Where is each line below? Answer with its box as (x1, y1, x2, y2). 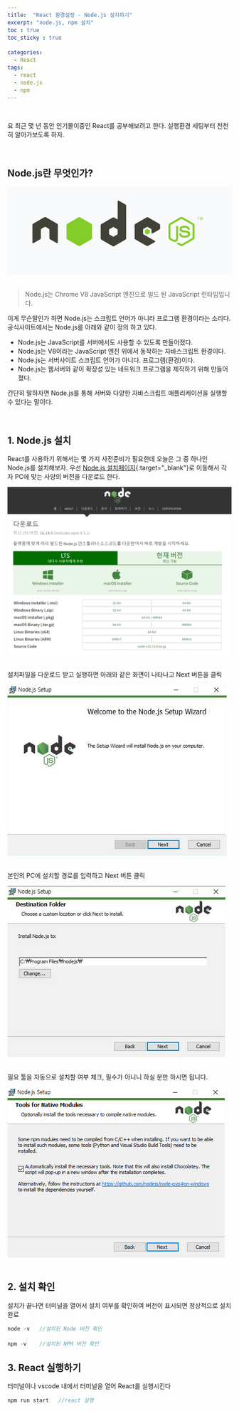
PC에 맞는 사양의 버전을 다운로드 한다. (14, 472, 120, 481)
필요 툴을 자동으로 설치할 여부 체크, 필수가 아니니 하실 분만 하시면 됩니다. (7, 1073, 208, 1082)
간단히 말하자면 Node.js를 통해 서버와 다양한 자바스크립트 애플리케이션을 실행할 (7, 389, 228, 398)
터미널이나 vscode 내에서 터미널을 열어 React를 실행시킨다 (7, 1382, 171, 1390)
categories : (7, 49, 43, 56)
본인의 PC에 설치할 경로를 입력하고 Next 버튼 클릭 (7, 872, 146, 880)
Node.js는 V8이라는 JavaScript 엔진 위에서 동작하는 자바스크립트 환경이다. (17, 347, 226, 356)
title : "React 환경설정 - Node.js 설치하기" (7, 11, 133, 19)
